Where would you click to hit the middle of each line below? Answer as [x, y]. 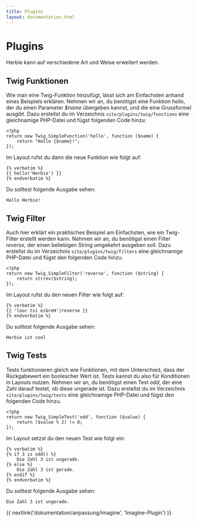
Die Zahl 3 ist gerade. [46, 470]
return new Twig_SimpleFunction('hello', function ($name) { [83, 136]
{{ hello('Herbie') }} [34, 174]
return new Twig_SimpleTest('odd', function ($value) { [76, 417]
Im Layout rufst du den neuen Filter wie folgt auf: [65, 295]
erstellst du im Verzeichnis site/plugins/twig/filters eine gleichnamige [95, 252]
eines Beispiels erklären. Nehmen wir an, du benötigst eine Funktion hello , [96, 101]
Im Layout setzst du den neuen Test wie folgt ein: [66, 438]
